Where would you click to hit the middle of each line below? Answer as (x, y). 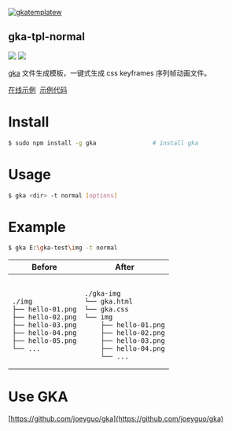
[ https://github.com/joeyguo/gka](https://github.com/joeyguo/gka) (116, 419)
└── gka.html (109, 302)
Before (44, 267)
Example (37, 227)
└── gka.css (106, 309)
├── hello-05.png (44, 341)
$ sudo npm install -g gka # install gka (103, 143)
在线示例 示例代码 (38, 90)
